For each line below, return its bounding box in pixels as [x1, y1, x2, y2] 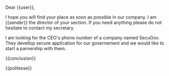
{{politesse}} [5, 65, 32, 71]
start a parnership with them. [5, 46, 66, 51]
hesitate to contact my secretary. [5, 25, 75, 31]
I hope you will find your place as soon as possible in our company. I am [5, 14, 157, 20]
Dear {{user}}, [5, 5, 35, 10]
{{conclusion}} [5, 55, 36, 61]
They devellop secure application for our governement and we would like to [5, 40, 164, 46]
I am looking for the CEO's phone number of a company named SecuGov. [5, 35, 160, 41]
